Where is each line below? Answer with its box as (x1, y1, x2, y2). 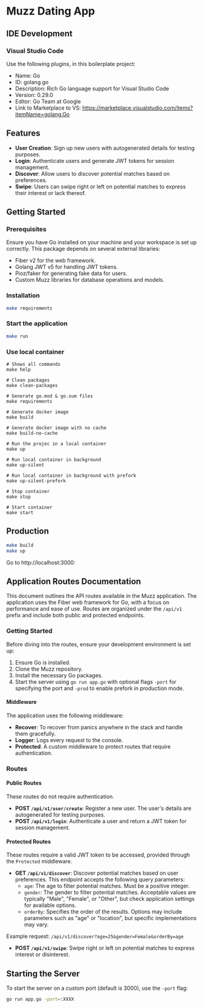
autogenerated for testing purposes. (14, 811, 106, 818)
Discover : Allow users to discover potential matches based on (14, 170, 170, 177)
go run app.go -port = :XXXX (6, 996, 74, 1003)
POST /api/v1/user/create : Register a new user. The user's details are (14, 804, 192, 812)
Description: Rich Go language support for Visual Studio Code (14, 85, 169, 92)
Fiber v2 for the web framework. (14, 257, 96, 264)
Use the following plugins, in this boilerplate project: (6, 60, 136, 67)
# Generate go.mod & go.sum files (6, 393, 94, 399)
